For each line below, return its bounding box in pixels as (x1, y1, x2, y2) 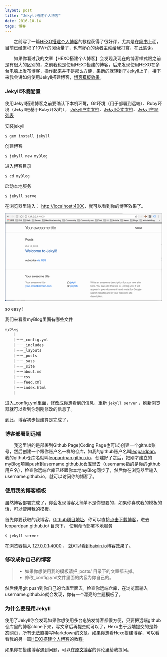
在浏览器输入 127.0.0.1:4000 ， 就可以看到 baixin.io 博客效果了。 (5, 543, 133, 548)
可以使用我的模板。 (13, 506, 53, 512)
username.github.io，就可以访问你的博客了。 (5, 473, 97, 480)
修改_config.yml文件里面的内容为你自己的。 (24, 574, 114, 580)
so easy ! (5, 306, 24, 312)
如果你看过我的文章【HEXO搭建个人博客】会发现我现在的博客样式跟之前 (13, 55, 161, 62)
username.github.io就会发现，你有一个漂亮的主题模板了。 (5, 591, 123, 597)
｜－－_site (12, 364, 35, 369)
